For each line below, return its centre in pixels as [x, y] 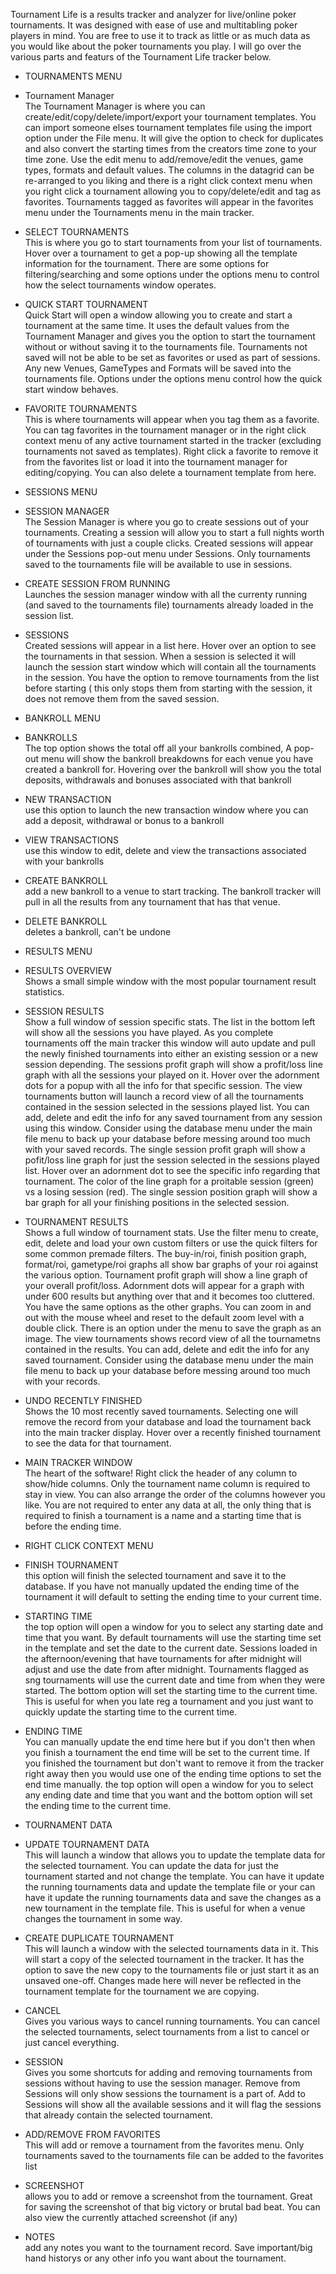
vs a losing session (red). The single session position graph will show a [171, 1192]
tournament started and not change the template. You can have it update [174, 1876]
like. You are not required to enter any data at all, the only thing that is [168, 1505]
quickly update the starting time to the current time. [131, 1712]
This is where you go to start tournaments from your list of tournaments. [173, 242]
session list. [49, 615]
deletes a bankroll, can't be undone [98, 932]
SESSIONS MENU [61, 492]
